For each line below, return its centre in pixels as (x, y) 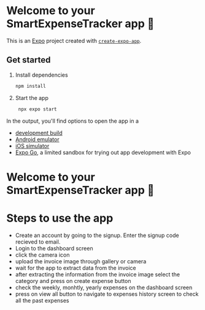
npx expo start (37, 109)
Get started (29, 60)
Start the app (32, 98)
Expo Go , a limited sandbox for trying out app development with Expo (103, 152)
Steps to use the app (60, 218)
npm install (30, 86)
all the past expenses (42, 300)
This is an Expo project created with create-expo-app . (74, 41)
